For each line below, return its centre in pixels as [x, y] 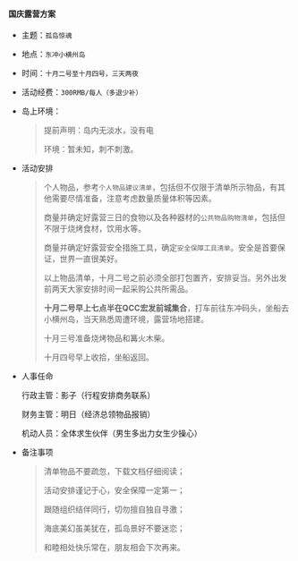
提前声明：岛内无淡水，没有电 [98, 131]
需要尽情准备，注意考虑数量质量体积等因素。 [134, 199]
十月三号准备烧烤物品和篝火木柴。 [106, 338]
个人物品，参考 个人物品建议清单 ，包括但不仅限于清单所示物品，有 [161, 187]
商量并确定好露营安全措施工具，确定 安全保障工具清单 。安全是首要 [161, 248]
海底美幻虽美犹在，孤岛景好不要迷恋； [114, 529]
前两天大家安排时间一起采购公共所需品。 [118, 289]
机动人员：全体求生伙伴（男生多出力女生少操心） [111, 433]
